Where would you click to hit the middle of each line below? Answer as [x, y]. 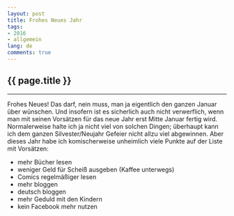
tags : [15, 26]
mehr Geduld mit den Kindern [60, 199]
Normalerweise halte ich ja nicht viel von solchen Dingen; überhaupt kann [113, 126]
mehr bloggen [37, 184]
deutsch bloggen [41, 192]
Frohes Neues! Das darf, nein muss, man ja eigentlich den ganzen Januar [112, 104]
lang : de [20, 46]
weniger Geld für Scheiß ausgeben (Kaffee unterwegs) [96, 169]
